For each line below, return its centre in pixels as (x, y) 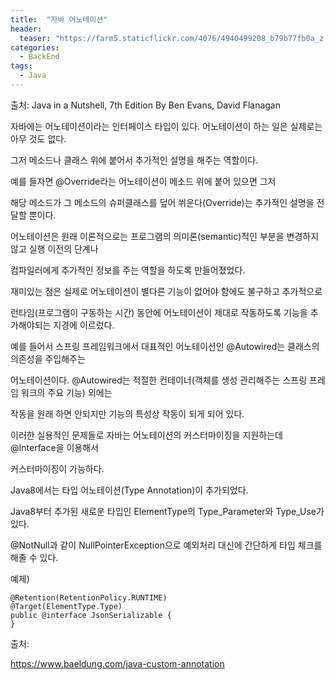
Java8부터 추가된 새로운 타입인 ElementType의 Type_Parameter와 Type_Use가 (167, 511)
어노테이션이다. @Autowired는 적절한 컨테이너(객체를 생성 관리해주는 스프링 (159, 380)
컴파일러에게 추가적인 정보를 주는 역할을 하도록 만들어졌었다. (128, 270)
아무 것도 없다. (38, 138)
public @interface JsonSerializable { (91, 615)
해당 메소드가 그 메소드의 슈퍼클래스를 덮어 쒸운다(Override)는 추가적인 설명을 (162, 202)
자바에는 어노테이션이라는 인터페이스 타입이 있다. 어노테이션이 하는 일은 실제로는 (166, 126)
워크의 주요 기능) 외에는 (66, 392)
